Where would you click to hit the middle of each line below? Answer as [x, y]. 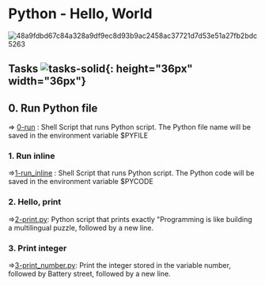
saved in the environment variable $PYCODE [81, 182]
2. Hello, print [35, 202]
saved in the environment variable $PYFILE [78, 136]
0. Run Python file [53, 108]
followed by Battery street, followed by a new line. [90, 274]
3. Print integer [38, 248]
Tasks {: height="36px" [100, 69]
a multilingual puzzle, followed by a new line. [81, 228]
